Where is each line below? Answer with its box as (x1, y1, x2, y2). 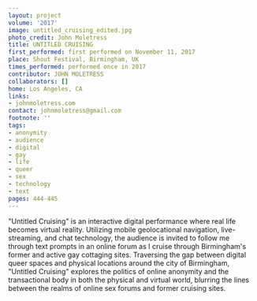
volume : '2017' (8, 19, 58, 27)
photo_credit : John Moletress (8, 33, 108, 42)
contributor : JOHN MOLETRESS (8, 70, 104, 78)
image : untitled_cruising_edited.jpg (8, 26, 132, 34)
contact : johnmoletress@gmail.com (8, 107, 122, 115)
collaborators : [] (8, 77, 69, 85)
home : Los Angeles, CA (8, 84, 83, 93)
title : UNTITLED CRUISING (8, 41, 93, 49)
